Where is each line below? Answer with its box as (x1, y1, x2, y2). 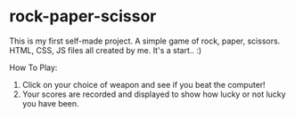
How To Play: (9, 62, 58, 73)
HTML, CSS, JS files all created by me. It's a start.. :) (9, 44, 202, 55)
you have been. (21, 98, 79, 108)
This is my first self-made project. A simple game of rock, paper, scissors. (9, 35, 281, 46)
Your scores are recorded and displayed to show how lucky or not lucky (21, 89, 287, 99)
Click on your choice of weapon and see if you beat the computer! (21, 79, 266, 90)
